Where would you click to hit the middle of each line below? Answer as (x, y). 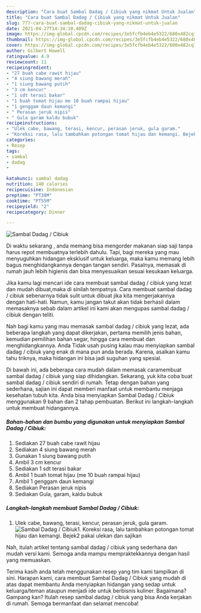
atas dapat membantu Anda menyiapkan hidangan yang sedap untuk (91, 584)
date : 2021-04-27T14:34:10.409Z (46, 28)
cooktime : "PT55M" (29, 201)
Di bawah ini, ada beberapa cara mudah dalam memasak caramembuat (94, 370)
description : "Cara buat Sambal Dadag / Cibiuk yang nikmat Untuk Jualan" (101, 12)
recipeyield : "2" (28, 206)
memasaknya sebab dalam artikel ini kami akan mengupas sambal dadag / (98, 309)
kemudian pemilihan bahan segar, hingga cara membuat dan (81, 339)
